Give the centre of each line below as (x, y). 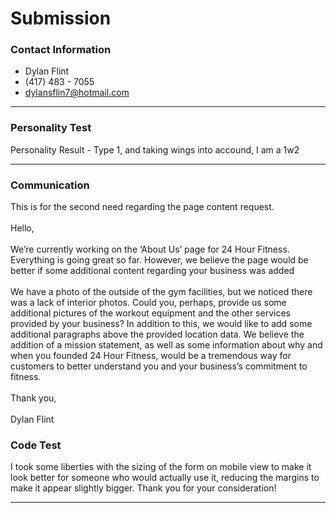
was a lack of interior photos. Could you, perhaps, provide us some (148, 303)
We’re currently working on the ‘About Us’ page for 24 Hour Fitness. (150, 249)
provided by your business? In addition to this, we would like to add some (161, 324)
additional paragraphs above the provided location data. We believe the (157, 334)
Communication (50, 185)
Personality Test (51, 128)
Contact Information (61, 50)
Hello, (22, 228)
